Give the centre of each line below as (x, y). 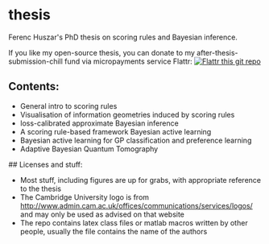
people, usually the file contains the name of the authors (114, 231)
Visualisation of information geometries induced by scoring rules (127, 114)
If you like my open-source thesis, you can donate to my (102, 52)
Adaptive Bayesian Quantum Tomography (89, 149)
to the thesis (41, 188)
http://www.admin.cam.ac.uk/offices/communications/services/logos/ (137, 205)
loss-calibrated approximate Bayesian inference (99, 123)
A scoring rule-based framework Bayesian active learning (116, 131)
